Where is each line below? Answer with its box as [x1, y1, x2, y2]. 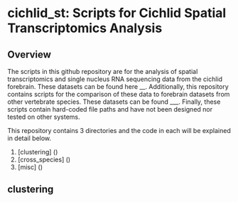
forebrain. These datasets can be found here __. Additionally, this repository [7, 83, 229, 90]
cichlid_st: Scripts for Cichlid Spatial [7, 5, 227, 21]
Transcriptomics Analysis [7, 20, 163, 36]
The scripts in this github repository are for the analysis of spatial [7, 68, 198, 75]
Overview [7, 48, 52, 60]
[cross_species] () [17, 155, 71, 164]
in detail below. [7, 134, 52, 142]
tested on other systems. [7, 112, 80, 121]
